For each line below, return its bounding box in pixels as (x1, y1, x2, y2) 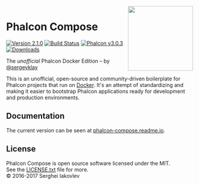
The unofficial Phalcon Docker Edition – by (6, 57, 110, 64)
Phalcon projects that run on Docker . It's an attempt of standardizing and (6, 81, 184, 88)
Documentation (6, 111, 65, 121)
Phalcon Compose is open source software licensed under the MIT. (6, 160, 171, 167)
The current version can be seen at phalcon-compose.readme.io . (6, 126, 166, 134)
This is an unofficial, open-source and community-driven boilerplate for (6, 75, 181, 82)
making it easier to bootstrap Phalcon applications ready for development (6, 87, 185, 95)
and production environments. (6, 94, 80, 101)
